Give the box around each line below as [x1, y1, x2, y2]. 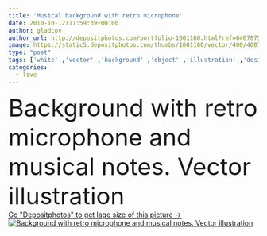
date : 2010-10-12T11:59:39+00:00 [8, 19, 119, 27]
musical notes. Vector [8, 151, 252, 181]
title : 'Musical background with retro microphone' [8, 11, 183, 20]
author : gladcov [8, 26, 62, 34]
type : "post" [8, 48, 52, 56]
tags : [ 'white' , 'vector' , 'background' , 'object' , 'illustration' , [8, 56, 244, 64]
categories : [8, 64, 48, 72]
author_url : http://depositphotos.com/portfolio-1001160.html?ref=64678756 [8, 33, 265, 42]
